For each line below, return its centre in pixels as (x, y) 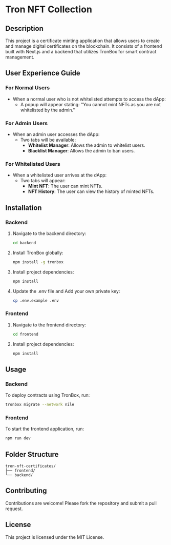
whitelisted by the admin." (48, 110)
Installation (24, 208)
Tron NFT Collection (49, 9)
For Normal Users (28, 88)
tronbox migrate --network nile (40, 405)
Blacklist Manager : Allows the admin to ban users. (81, 150)
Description (24, 28)
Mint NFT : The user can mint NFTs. (65, 186)
